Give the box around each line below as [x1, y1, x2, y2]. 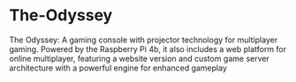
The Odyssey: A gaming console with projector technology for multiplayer [9, 34, 278, 45]
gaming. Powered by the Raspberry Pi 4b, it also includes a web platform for [9, 43, 287, 54]
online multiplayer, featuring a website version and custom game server [9, 53, 269, 63]
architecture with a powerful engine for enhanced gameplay [9, 63, 227, 73]
